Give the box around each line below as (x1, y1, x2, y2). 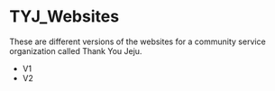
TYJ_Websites (9, 6, 120, 27)
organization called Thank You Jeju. (9, 45, 142, 56)
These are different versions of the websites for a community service (9, 36, 266, 47)
